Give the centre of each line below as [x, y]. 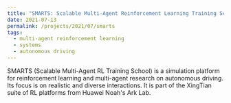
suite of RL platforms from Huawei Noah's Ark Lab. [79, 92]
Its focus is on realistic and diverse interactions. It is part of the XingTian [109, 85]
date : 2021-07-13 [32, 20]
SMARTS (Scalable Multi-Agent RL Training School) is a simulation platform [113, 71]
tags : [15, 32]
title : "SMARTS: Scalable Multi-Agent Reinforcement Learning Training [112, 13]
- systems [27, 45]
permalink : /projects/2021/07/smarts [61, 26]
